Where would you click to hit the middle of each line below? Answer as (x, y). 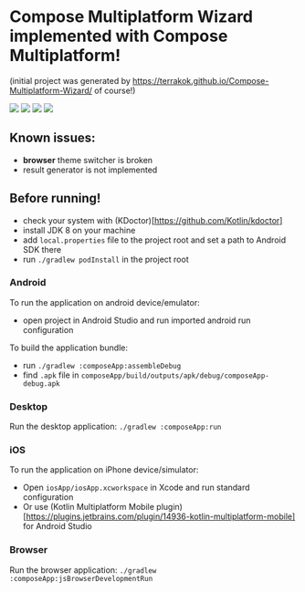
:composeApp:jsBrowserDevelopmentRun (81, 578)
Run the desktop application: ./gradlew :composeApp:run (116, 427)
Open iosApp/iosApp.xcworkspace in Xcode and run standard (136, 488)
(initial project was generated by (70, 80)
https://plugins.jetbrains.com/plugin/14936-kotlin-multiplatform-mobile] (161, 516)
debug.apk (42, 384)
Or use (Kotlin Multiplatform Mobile (89, 507)
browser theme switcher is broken (88, 160)
